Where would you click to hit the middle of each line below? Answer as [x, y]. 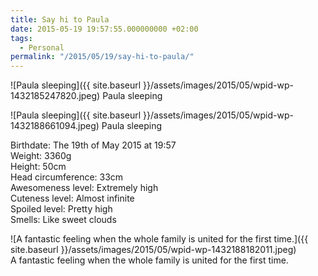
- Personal [42, 47]
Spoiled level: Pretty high [61, 209]
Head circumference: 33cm [67, 177]
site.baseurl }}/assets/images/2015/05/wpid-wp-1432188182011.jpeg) [153, 250]
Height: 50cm [38, 167]
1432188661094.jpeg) [55, 126]
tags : [21, 38]
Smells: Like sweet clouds [63, 220]
